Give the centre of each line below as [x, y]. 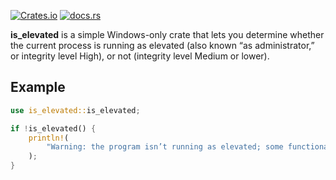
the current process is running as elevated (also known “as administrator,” [162, 45]
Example [38, 87]
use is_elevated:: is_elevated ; [75, 110]
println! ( [49, 138]
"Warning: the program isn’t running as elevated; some [165, 147]
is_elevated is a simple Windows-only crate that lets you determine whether [167, 34]
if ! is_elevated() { [53, 128]
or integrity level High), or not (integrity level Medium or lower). [140, 56]
